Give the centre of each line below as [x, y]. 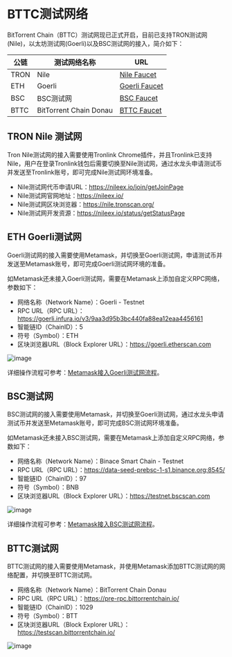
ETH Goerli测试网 [44, 237]
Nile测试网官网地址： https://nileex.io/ [70, 195]
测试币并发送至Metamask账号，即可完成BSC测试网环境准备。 [95, 423]
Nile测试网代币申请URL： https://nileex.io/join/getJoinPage [100, 187]
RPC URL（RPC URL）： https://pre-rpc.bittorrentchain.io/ [98, 599]
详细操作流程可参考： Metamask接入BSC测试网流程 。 [83, 524]
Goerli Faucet [142, 86]
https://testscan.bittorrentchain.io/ [66, 633]
